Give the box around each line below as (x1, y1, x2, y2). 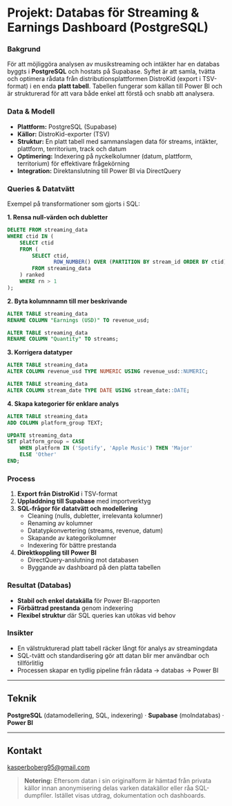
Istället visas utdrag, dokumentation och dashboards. (54, 791, 206, 800)
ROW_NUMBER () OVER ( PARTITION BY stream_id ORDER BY (53, 258, 209, 266)
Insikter (7, 628, 34, 638)
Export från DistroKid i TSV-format (17, 490, 118, 498)
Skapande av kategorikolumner (27, 534, 117, 542)
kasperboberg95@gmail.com (7, 763, 90, 771)
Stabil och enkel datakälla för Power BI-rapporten (17, 596, 160, 604)
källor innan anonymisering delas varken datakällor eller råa (23, 784, 194, 792)
